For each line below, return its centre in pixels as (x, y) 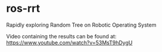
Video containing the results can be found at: (61, 36)
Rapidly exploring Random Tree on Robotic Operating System (81, 25)
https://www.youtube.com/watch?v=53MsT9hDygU (69, 43)
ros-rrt (23, 9)
